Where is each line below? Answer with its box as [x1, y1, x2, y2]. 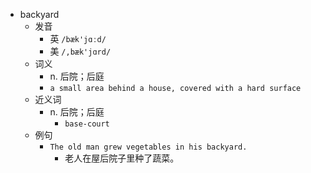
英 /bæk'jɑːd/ [49, 33, 107, 44]
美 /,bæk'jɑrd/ [49, 45, 112, 57]
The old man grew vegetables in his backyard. [49, 142, 248, 152]
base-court [64, 119, 110, 129]
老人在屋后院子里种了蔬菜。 [64, 152, 180, 164]
